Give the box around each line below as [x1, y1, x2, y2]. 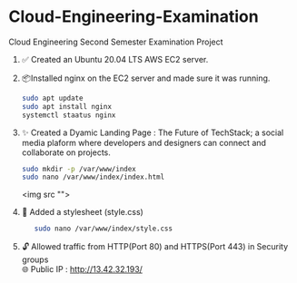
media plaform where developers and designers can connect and [21, 137, 267, 148]
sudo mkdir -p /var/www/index [21, 164, 137, 173]
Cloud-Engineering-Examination [8, 6, 260, 27]
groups [21, 254, 49, 265]
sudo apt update [21, 93, 84, 102]
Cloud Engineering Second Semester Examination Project [8, 36, 223, 47]
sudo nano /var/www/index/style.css [34, 224, 173, 233]
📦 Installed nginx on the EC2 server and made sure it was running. [21, 73, 271, 83]
